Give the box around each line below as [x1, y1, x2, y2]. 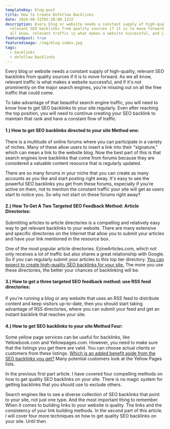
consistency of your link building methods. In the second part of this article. [5, 408, 163, 414]
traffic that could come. [5, 90, 54, 96]
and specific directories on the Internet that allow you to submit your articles [5, 230, 164, 236]
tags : [5, 45, 17, 50]
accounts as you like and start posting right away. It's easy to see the [5, 175, 150, 181]
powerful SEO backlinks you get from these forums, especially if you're [5, 181, 154, 187]
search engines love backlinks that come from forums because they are [5, 155, 155, 161]
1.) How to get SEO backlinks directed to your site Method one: [5, 127, 139, 133]
